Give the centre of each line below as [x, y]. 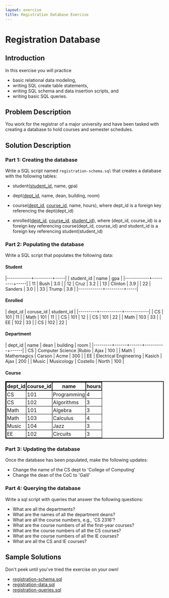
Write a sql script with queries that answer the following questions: [74, 499]
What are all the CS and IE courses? [50, 541]
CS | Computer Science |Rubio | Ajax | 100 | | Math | [81, 350]
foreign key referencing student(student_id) [58, 231]
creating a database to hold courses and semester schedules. [69, 130]
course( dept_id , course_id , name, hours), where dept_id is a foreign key [87, 205]
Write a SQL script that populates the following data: [59, 255]
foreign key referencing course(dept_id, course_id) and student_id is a [85, 226]
